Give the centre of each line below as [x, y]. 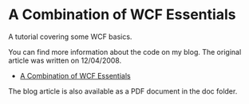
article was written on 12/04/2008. [65, 60]
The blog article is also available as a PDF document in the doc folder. [123, 91]
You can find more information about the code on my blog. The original [125, 52]
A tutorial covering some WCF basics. [70, 37]
